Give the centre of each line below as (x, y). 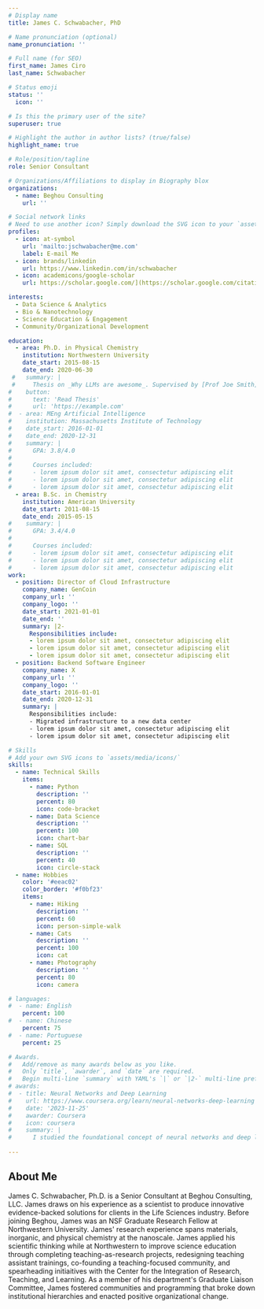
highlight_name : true (44, 145)
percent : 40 (56, 860)
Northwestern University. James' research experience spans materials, (123, 1229)
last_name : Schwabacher (47, 73)
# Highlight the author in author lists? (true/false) (100, 138)
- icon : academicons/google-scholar (75, 276)
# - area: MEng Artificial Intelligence (77, 414)
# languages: (29, 999)
